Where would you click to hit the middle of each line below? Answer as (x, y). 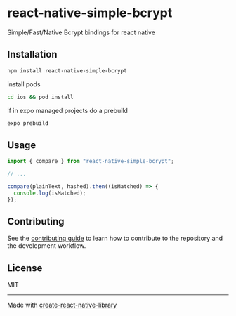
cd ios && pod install (40, 97)
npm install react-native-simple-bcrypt (67, 71)
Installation (32, 54)
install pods (24, 84)
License (25, 268)
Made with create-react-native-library (62, 305)
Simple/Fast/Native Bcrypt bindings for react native (81, 32)
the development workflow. (47, 246)
